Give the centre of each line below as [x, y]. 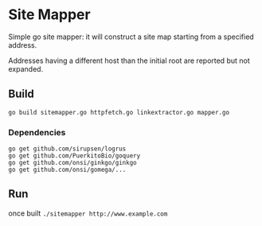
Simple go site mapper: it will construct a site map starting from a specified [131, 37]
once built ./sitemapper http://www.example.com [88, 213]
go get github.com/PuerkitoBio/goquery [74, 156]
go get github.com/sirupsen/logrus [67, 149]
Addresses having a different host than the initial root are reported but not [129, 60]
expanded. [26, 68]
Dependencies [37, 132]
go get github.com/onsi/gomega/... [67, 170]
